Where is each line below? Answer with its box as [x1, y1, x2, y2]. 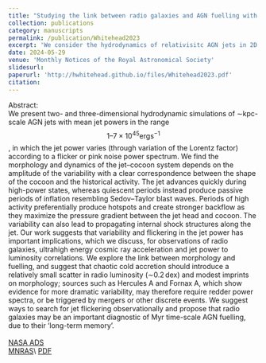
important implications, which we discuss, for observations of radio [8, 236, 229, 246]
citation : [8, 78, 41, 86]
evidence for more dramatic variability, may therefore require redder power [8, 287, 254, 297]
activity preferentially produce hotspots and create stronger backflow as [8, 202, 245, 212]
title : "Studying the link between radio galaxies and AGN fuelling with [8, 11, 258, 20]
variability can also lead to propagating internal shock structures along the [8, 220, 252, 229]
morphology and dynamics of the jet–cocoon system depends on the [8, 160, 234, 170]
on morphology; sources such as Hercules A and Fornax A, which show [8, 279, 242, 288]
